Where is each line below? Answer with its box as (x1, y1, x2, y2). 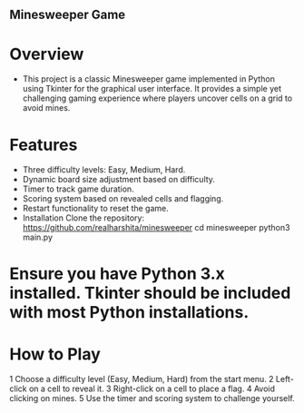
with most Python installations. (9, 302, 250, 323)
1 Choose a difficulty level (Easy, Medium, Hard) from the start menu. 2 (9, 374, 274, 385)
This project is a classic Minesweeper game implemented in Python (22, 74, 275, 84)
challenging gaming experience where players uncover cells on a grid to (22, 93, 293, 103)
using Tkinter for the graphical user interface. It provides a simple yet (22, 84, 281, 94)
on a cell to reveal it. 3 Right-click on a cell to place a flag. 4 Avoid (28, 383, 275, 394)
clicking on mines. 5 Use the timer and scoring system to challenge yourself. (9, 393, 295, 404)
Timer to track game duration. (22, 183, 134, 194)
